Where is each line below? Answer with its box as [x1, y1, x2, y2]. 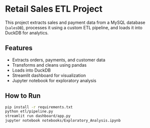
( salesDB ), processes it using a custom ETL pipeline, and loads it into [5, 24, 143, 30]
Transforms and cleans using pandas [12, 62, 87, 68]
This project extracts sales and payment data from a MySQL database [5, 19, 146, 25]
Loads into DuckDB [12, 67, 51, 73]
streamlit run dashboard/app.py [5, 113, 71, 119]
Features [5, 44, 33, 52]
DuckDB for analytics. [5, 30, 49, 36]
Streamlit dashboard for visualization [12, 72, 86, 78]
